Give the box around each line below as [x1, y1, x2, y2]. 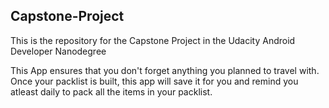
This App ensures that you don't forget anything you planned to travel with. [10, 64, 320, 76]
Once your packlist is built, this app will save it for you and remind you [10, 75, 299, 87]
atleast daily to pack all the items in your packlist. [10, 85, 213, 98]
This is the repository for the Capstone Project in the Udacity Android [10, 34, 296, 46]
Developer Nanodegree [10, 45, 107, 57]
